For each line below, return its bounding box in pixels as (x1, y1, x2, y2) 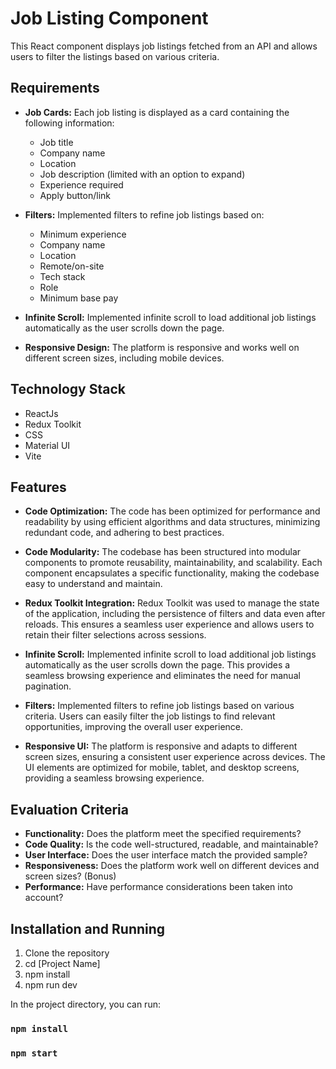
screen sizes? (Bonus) (24, 870, 117, 882)
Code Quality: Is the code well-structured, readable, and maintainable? (24, 838, 319, 851)
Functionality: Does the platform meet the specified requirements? (24, 828, 302, 840)
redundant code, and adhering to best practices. (24, 527, 225, 539)
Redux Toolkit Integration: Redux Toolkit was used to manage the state (24, 597, 320, 609)
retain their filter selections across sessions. (24, 629, 207, 641)
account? (24, 892, 64, 904)
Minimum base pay (39, 292, 119, 304)
